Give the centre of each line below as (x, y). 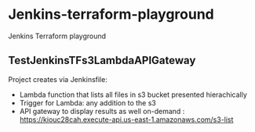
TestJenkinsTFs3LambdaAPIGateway (102, 61)
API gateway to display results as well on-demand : (102, 111)
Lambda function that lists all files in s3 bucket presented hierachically (133, 95)
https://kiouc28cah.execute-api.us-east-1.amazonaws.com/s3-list (126, 120)
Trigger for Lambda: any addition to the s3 (88, 102)
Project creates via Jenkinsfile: (58, 79)
